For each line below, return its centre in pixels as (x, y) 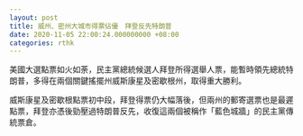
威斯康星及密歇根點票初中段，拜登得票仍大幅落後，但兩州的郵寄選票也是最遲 (151, 100)
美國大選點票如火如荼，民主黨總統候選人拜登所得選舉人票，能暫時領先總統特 (151, 69)
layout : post (34, 18)
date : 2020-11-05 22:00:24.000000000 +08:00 (94, 34)
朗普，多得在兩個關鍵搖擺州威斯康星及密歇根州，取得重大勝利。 (128, 81)
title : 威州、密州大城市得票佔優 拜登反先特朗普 (91, 26)
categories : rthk (42, 43)
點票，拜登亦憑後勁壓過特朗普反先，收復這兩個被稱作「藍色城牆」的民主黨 (147, 111)
